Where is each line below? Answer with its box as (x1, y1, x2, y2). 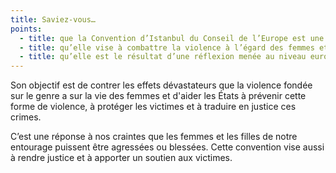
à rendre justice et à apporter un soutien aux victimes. (10, 152, 233, 164)
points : (10, 24, 43, 34)
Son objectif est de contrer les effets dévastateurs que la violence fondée (10, 79, 313, 91)
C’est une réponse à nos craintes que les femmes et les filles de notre (10, 131, 298, 143)
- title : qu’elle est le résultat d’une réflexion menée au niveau (19, 52, 307, 62)
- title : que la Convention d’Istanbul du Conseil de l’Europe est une (19, 33, 325, 43)
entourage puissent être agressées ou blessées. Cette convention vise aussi (10, 141, 325, 153)
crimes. (10, 111, 42, 123)
